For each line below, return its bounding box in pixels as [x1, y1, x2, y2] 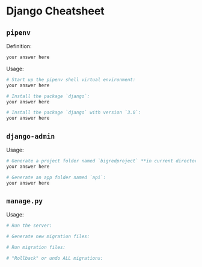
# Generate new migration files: [6, 233, 90, 240]
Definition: [6, 43, 32, 49]
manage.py [6, 197, 43, 205]
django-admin [6, 132, 55, 141]
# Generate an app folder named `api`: [6, 174, 106, 180]
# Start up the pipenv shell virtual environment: [6, 76, 136, 82]
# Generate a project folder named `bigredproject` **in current [6, 158, 173, 164]
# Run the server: [6, 222, 52, 229]
